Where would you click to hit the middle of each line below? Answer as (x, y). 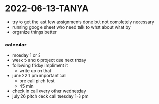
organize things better (34, 32)
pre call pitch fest (37, 81)
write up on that (35, 71)
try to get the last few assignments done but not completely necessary (83, 22)
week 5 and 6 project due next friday (49, 60)
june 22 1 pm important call (39, 76)
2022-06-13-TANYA (47, 8)
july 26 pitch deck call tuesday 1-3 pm (50, 96)
